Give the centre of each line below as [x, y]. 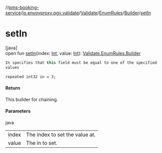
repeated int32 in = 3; [31, 76]
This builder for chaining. [32, 99]
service [13, 13]
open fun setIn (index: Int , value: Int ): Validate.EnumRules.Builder [73, 53]
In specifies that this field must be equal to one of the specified [81, 63]
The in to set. [42, 143]
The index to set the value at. [61, 135]
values [12, 67]
